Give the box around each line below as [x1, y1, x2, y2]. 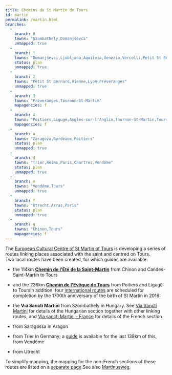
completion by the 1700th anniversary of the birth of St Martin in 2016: [12, 293, 161, 299]
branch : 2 [14, 74, 36, 79]
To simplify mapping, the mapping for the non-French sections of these [5, 358, 156, 364]
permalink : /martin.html [5, 17, 58, 22]
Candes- [147, 266, 166, 272]
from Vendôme [12, 339, 45, 345]
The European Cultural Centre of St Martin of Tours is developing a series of [5, 245, 166, 252]
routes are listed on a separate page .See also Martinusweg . [5, 364, 131, 370]
